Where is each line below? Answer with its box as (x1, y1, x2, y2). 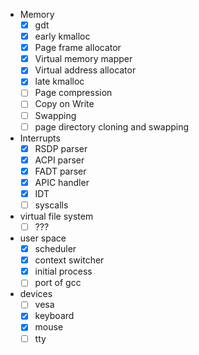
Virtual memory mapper (34, 53, 133, 65)
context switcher (34, 254, 105, 266)
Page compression (34, 87, 113, 99)
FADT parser (34, 165, 87, 177)
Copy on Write (34, 98, 95, 110)
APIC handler (34, 176, 90, 188)
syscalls (34, 199, 69, 211)
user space (19, 232, 67, 244)
